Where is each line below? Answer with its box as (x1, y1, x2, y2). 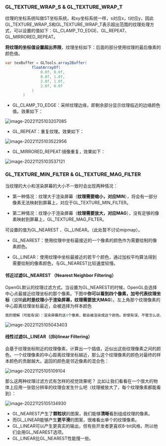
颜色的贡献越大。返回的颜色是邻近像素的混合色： (9, 358, 109, 364)
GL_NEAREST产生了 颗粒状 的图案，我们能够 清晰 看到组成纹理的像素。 (12, 410, 153, 416)
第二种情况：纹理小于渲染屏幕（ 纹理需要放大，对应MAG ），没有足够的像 (12, 210, 160, 216)
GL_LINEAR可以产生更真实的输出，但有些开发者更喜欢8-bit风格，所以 (12, 423, 154, 429)
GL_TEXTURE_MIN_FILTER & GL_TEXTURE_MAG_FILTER (5, 171, 141, 178)
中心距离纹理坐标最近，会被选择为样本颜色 (5, 303, 92, 309)
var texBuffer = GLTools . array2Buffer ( (5, 60, 87, 65)
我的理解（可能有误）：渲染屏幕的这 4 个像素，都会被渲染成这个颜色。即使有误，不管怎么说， (5, 313, 164, 318)
